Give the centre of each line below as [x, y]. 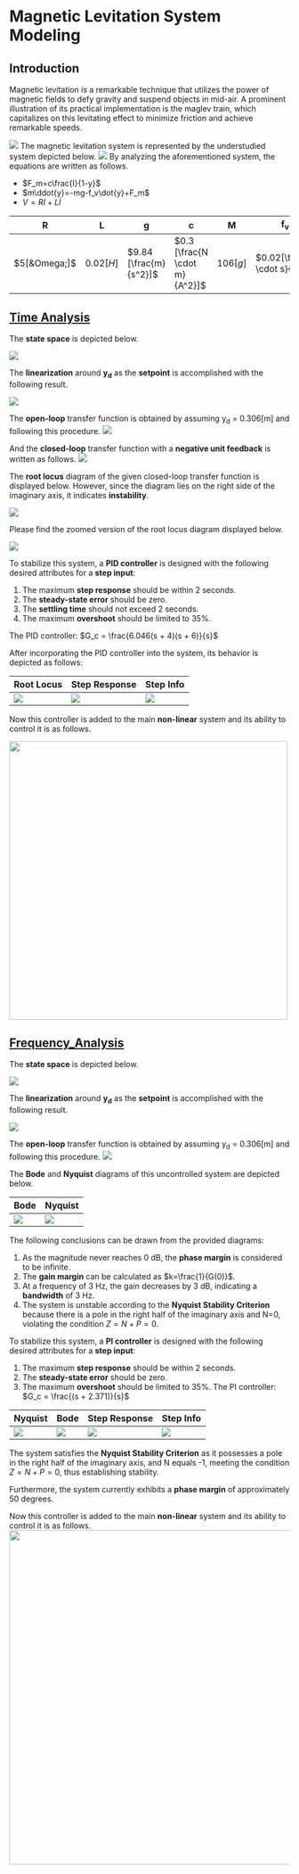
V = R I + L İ [41, 202]
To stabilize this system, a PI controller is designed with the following [137, 1341]
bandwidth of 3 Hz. [58, 1295]
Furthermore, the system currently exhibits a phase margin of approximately [149, 1489]
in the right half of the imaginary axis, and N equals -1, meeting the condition [149, 1463]
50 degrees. [32, 1499]
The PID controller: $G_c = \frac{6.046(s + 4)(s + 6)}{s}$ [114, 636]
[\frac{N [191, 252]
